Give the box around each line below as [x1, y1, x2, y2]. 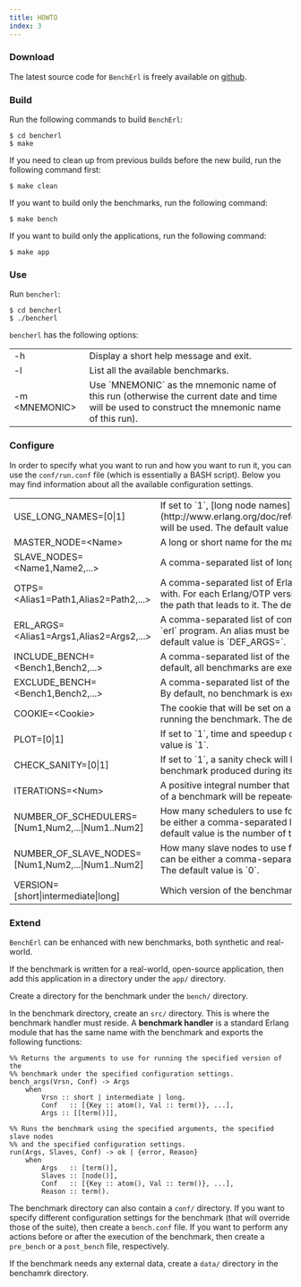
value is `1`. [159, 738, 209, 751]
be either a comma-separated [159, 816, 288, 828]
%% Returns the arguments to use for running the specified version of [9, 1053, 282, 1062]
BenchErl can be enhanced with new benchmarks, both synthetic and [9, 937, 265, 948]
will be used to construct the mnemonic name [89, 401, 281, 414]
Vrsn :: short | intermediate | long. [41, 1093, 186, 1102]
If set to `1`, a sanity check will [159, 753, 288, 766]
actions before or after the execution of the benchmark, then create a [9, 1231, 265, 1241]
